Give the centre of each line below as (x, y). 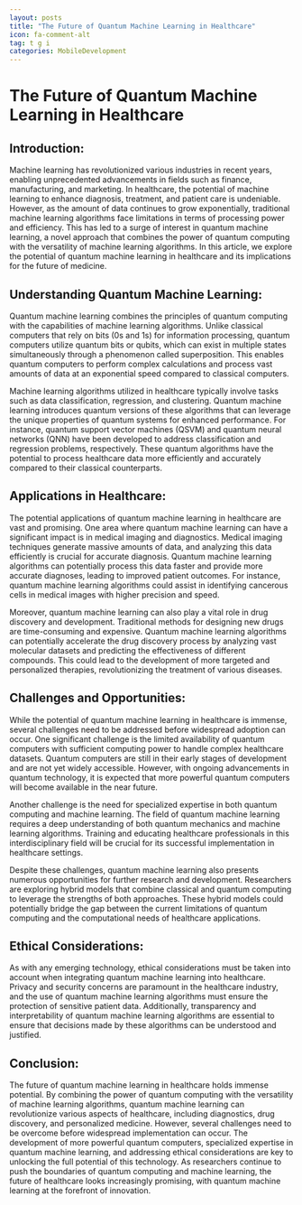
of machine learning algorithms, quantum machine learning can (127, 1104)
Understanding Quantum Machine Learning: (136, 294)
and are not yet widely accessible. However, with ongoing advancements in (150, 767)
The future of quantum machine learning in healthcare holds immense (139, 1085)
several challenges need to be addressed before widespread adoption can (147, 729)
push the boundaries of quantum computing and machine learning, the (141, 1172)
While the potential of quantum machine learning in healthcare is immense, (148, 719)
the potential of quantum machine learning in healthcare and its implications (150, 256)
